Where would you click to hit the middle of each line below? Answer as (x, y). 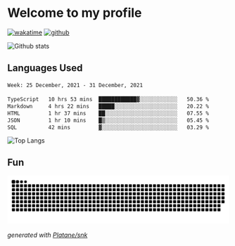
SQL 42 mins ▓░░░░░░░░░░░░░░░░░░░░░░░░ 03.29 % (108, 127)
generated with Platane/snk (47, 235)
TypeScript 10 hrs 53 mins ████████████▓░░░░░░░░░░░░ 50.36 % (108, 99)
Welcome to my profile (75, 13)
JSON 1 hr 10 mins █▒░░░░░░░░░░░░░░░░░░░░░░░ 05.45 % (108, 120)
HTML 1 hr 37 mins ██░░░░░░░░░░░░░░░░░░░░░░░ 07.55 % (108, 113)
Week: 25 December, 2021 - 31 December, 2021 (75, 85)
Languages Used (45, 68)
